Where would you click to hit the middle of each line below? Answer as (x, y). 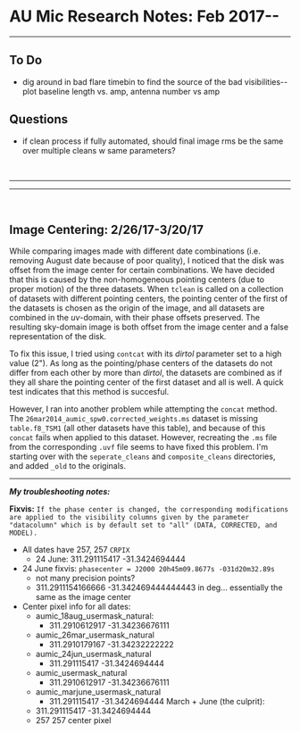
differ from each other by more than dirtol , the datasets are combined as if (146, 373)
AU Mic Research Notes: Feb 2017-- (144, 17)
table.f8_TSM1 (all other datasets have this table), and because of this (137, 428)
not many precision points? (85, 579)
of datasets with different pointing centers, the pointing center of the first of (149, 299)
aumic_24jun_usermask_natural (93, 654)
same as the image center (83, 597)
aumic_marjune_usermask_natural (98, 692)
